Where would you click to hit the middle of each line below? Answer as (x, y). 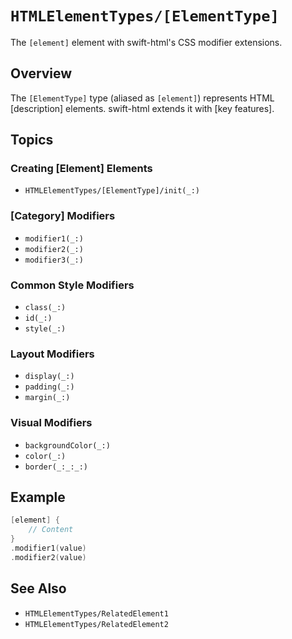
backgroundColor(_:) (67, 445)
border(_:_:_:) (56, 467)
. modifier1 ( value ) (48, 548)
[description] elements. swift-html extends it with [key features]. (142, 108)
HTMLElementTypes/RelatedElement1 (96, 613)
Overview (41, 73)
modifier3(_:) (54, 260)
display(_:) (49, 377)
